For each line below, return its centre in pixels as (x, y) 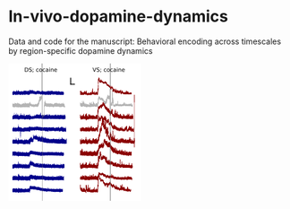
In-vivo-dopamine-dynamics (119, 17)
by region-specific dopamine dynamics (81, 50)
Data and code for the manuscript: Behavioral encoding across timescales (145, 41)
